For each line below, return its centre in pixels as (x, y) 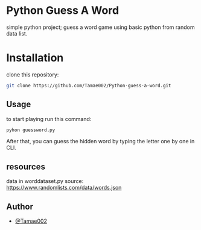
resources (26, 166)
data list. (17, 33)
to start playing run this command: (49, 119)
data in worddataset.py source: (45, 181)
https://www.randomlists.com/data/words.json (64, 188)
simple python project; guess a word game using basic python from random (101, 27)
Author (20, 206)
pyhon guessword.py (31, 130)
